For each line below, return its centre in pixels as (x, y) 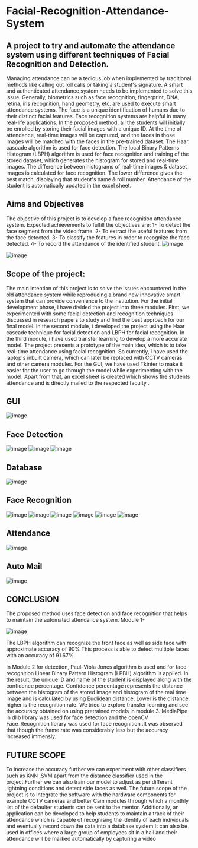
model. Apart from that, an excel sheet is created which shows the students (98, 376)
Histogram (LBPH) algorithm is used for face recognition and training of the (98, 154)
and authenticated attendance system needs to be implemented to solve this (99, 91)
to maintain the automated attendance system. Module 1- (75, 620)
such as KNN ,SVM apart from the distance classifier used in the (85, 776)
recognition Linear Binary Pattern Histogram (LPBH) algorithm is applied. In (97, 673)
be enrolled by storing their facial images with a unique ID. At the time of (94, 129)
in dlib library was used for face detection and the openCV (77, 717)
